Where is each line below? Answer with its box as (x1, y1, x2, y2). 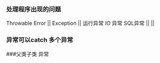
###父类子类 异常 (6, 50, 49, 57)
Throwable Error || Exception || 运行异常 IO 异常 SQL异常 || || (6, 19, 155, 27)
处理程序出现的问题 (6, 5, 61, 13)
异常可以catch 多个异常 (6, 36, 73, 44)
